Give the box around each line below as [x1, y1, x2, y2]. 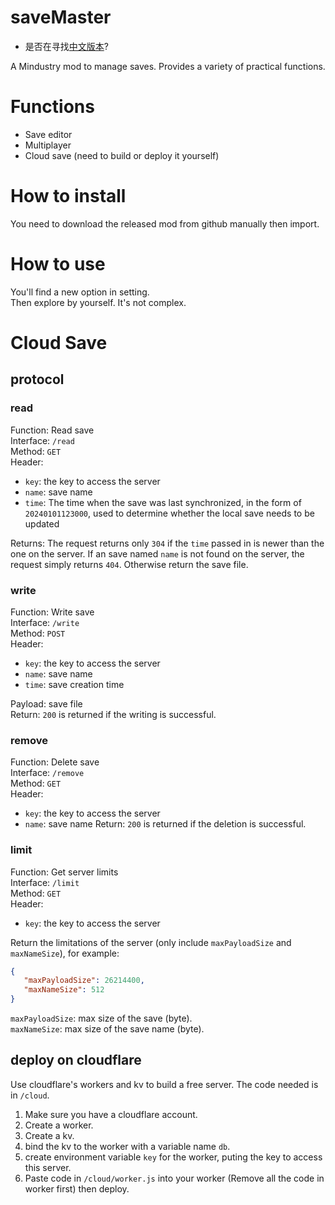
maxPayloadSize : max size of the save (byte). [10, 1012, 193, 1025]
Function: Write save [10, 606, 95, 618]
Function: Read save [10, 424, 95, 436]
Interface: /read [10, 434, 75, 446]
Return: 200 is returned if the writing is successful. [10, 708, 217, 720]
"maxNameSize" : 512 [23, 985, 105, 995]
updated [24, 517, 60, 530]
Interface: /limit [10, 876, 80, 888]
